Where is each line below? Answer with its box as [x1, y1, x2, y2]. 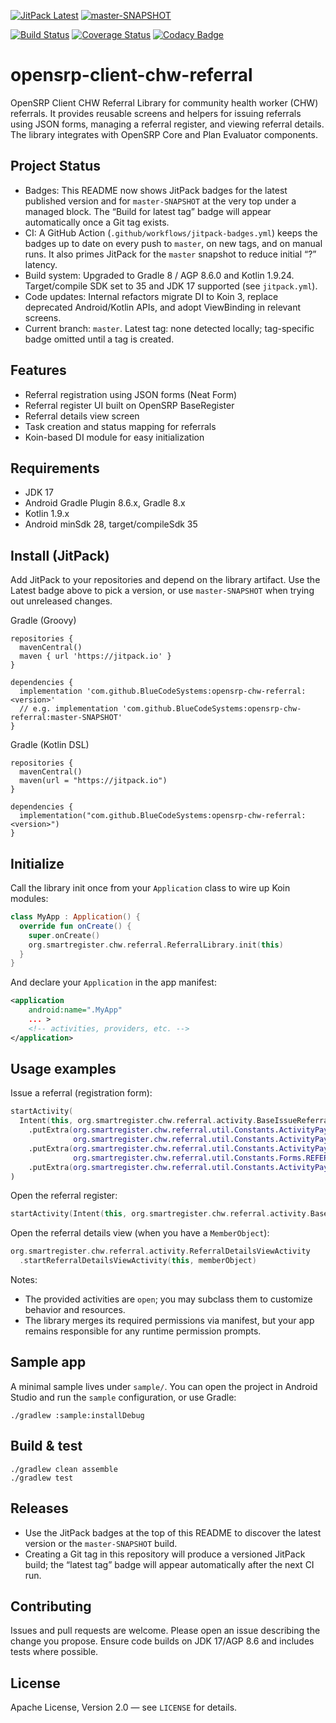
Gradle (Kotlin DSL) [10, 739, 90, 751]
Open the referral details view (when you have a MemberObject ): [10, 1227, 270, 1239]
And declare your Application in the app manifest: [10, 976, 217, 989]
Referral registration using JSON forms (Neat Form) [24, 388, 238, 400]
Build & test [10, 1438, 83, 1455]
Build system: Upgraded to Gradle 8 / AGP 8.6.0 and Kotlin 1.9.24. [24, 269, 295, 281]
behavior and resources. [24, 1304, 126, 1316]
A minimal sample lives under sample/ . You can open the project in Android [10, 1380, 318, 1392]
